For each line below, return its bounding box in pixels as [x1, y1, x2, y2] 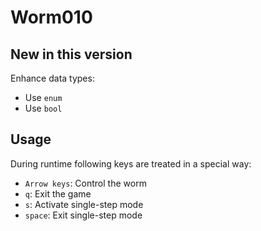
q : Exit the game [24, 187, 92, 200]
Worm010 [10, 6, 93, 29]
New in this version [10, 46, 133, 63]
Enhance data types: [10, 72, 95, 84]
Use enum [24, 92, 63, 103]
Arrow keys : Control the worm [24, 177, 147, 189]
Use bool [24, 102, 63, 114]
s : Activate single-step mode [24, 198, 144, 210]
